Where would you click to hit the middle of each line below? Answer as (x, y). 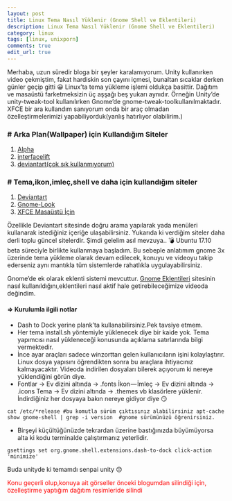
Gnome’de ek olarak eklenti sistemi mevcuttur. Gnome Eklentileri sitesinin (111, 279)
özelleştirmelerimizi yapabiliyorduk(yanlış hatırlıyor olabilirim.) (95, 116)
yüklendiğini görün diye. (52, 376)
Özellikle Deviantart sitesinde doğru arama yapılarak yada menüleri (102, 226)
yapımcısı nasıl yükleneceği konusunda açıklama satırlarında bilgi (110, 339)
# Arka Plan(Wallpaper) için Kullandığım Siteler (88, 134)
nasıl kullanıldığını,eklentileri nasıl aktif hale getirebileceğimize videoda (108, 286)
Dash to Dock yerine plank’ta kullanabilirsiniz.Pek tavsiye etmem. (110, 325)
